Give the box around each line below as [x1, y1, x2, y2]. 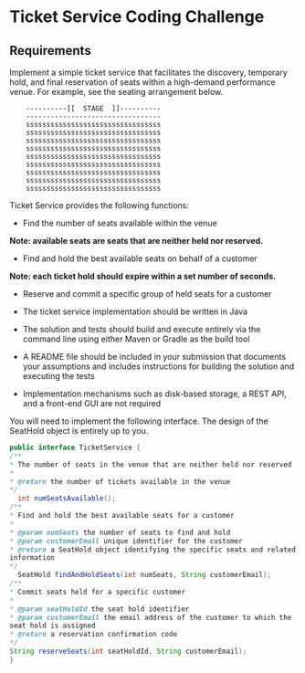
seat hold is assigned [9, 621, 96, 631]
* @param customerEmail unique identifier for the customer [9, 536, 244, 545]
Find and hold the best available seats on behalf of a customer [22, 253, 258, 264]
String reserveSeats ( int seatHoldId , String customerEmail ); [9, 647, 247, 656]
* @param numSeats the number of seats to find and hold [9, 528, 231, 537]
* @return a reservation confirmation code [9, 630, 178, 639]
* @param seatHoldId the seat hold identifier [9, 605, 190, 614]
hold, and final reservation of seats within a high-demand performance [9, 77, 276, 88]
